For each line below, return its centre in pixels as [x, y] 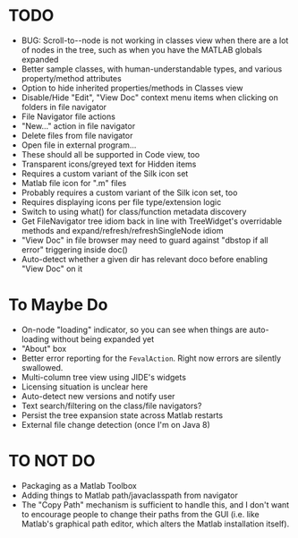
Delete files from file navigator [77, 135]
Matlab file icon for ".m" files [74, 183]
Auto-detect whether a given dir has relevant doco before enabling [145, 259]
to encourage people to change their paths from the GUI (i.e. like [140, 514]
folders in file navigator [64, 107]
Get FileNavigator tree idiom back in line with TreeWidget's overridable [152, 221]
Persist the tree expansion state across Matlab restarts [122, 415]
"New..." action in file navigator [78, 125]
